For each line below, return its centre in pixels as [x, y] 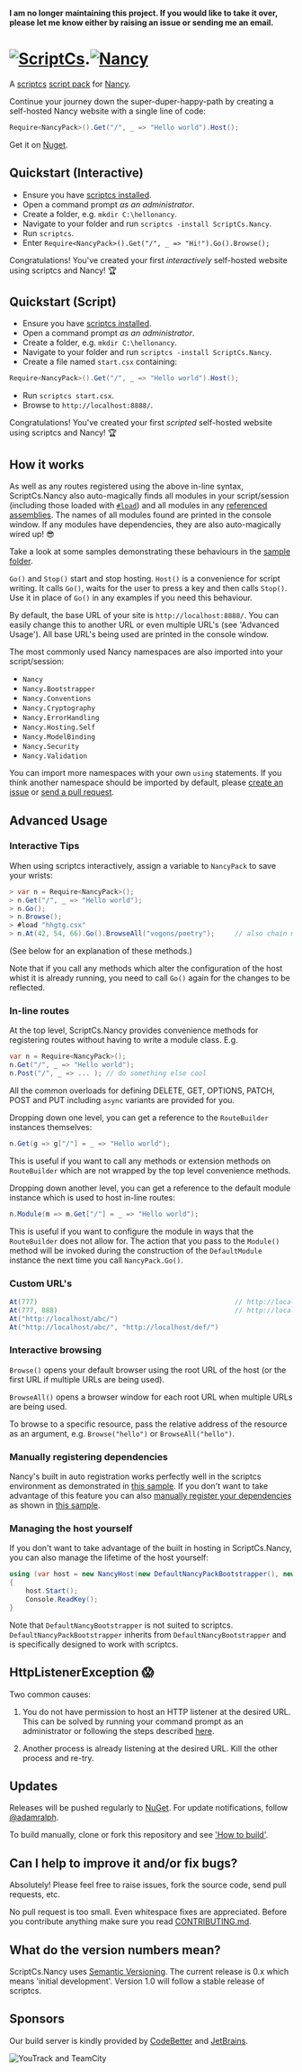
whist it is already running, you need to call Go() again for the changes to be [150, 978]
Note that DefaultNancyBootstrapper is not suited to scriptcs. [121, 1625]
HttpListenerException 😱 [82, 1672]
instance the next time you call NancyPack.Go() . [96, 1260]
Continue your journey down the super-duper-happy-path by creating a [142, 101]
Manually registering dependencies [89, 1456]
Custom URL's [41, 1283]
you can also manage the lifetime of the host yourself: [109, 1557]
